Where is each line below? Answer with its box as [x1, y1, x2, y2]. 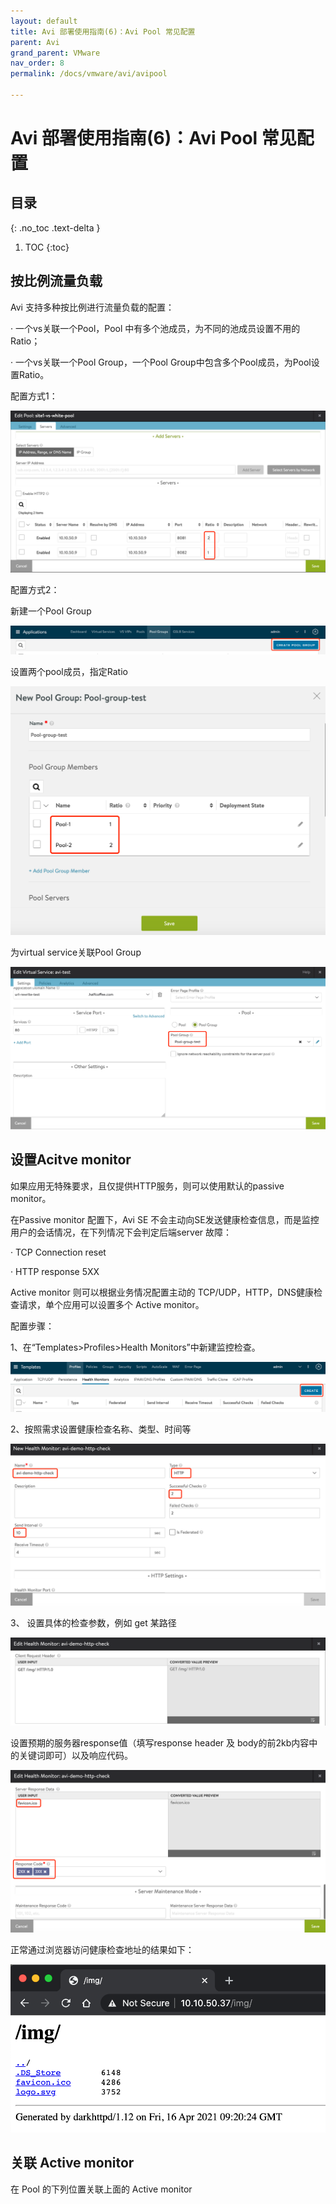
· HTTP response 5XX [10, 1265, 100, 1277]
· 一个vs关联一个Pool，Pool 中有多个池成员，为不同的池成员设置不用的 [10, 322, 301, 334]
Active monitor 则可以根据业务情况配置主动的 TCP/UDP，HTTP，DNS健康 [10, 1286, 314, 1298]
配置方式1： [10, 390, 58, 402]
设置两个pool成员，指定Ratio [10, 666, 128, 678]
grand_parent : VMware [10, 48, 101, 58]
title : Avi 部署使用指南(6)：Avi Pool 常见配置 [10, 26, 196, 37]
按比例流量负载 [10, 273, 103, 290]
